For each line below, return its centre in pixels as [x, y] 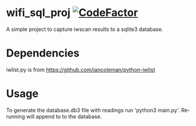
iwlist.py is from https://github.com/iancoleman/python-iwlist [81, 70]
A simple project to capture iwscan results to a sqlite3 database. [85, 29]
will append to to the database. [64, 116]
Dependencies [43, 53]
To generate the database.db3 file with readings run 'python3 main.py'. [93, 110]
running [16, 116]
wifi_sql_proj [38, 13]
